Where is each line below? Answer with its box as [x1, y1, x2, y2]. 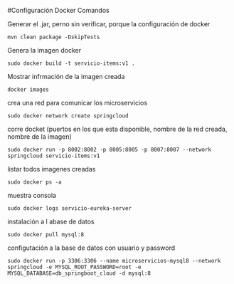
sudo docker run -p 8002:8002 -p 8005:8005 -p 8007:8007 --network [7, 146, 212, 153]
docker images [7, 86, 50, 93]
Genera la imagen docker [7, 46, 82, 54]
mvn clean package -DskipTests [7, 33, 100, 41]
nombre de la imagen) [7, 132, 73, 141]
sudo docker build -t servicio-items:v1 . [7, 60, 135, 67]
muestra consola [7, 191, 57, 199]
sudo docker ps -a [7, 179, 62, 186]
